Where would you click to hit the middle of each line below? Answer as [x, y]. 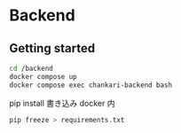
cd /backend [31, 68]
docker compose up [43, 76]
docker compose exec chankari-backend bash [91, 85]
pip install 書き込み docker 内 [62, 103]
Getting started [52, 48]
